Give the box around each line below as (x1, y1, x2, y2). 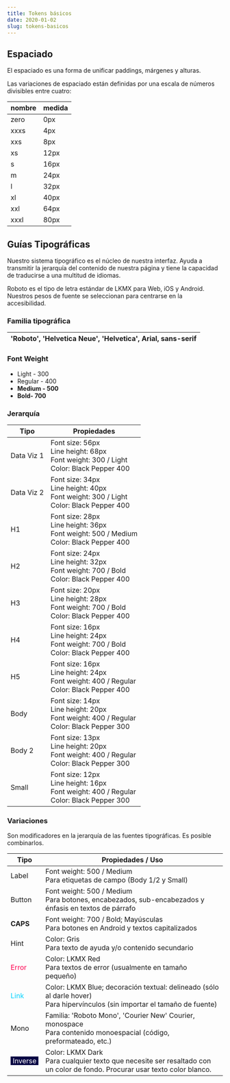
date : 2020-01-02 (7, 16, 57, 23)
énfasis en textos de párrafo (45, 903, 136, 913)
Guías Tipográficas (7, 238, 90, 250)
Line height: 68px (50, 447, 107, 456)
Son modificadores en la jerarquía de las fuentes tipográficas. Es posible (7, 831, 212, 840)
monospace (45, 1019, 84, 1029)
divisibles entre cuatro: (7, 87, 72, 95)
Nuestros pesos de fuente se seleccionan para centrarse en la (7, 292, 183, 300)
